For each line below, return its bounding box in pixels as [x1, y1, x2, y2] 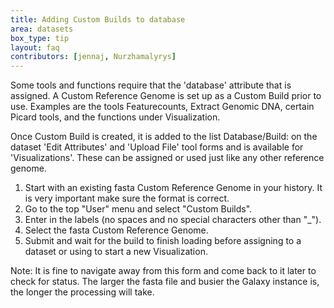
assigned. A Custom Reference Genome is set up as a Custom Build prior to [10, 90, 322, 102]
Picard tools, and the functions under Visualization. [10, 111, 221, 123]
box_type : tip [10, 33, 70, 43]
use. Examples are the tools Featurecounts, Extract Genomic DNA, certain [10, 101, 315, 113]
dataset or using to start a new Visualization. [24, 246, 208, 258]
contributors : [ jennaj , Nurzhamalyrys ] [10, 52, 177, 62]
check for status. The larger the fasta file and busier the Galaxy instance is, [10, 276, 320, 288]
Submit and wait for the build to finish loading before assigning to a [24, 235, 302, 247]
